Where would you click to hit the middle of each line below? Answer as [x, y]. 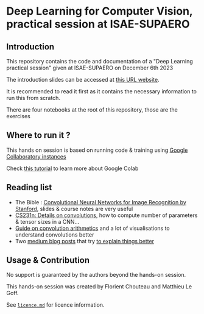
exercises [18, 116]
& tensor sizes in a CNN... [47, 221]
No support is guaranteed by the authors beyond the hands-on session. [96, 275]
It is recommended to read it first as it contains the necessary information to [101, 91]
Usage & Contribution [48, 260]
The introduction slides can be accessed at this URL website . [83, 80]
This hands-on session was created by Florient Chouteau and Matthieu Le [99, 287]
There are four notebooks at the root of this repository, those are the [92, 110]
